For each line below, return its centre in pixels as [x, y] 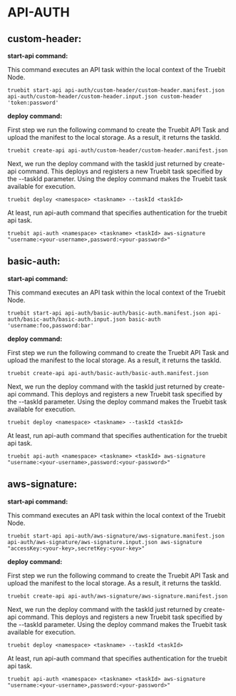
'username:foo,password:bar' [51, 325]
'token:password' [33, 103]
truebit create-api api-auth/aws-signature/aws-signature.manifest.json [118, 596]
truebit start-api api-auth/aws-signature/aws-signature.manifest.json [116, 536]
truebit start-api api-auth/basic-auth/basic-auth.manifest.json [106, 313]
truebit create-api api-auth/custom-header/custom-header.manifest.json [118, 150]
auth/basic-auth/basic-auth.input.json [67, 319]
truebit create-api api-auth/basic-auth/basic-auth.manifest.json [108, 373]
